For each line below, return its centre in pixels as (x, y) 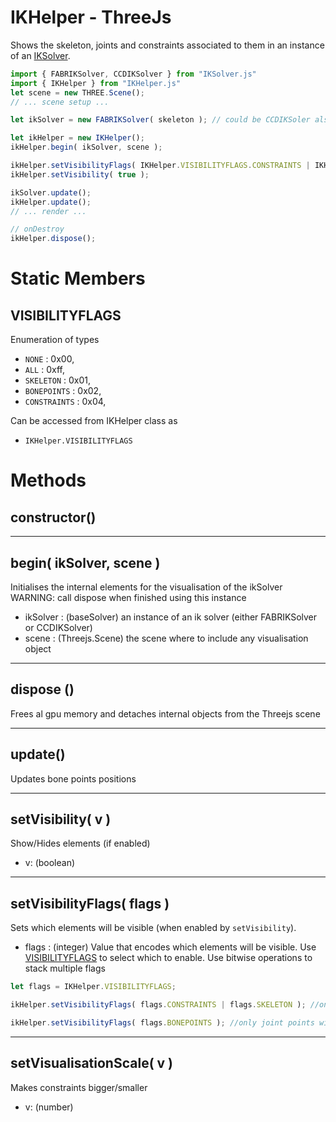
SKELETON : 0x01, (58, 380)
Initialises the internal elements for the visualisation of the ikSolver (146, 587)
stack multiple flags (65, 968)
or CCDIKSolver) (58, 627)
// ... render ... (48, 211)
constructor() (53, 517)
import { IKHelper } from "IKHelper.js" (96, 83)
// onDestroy (37, 229)
